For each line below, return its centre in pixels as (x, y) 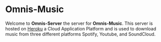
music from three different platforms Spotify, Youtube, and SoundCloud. (80, 34)
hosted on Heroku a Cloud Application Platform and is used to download (81, 28)
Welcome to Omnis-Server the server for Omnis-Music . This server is (79, 23)
